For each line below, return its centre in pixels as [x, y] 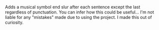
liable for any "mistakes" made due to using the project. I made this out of [79, 17]
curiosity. [14, 22]
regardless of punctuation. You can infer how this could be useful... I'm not [79, 12]
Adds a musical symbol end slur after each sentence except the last [73, 7]
